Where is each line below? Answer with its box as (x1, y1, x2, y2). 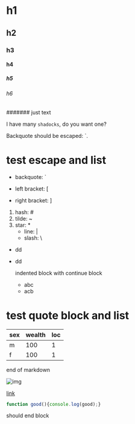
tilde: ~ (14, 215, 33, 222)
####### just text (6, 108, 51, 116)
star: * (14, 221, 31, 229)
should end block (6, 412, 49, 419)
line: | (24, 227, 38, 235)
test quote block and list (6, 308, 130, 322)
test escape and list (6, 153, 107, 167)
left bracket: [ (14, 185, 49, 192)
